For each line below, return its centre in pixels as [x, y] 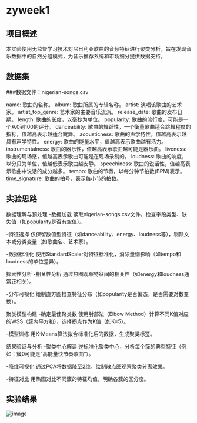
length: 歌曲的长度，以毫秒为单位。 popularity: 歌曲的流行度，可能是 [100, 119]
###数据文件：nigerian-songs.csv [47, 92]
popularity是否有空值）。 [56, 222]
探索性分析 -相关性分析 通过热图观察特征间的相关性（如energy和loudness [95, 274]
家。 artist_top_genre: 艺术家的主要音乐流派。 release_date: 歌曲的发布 [92, 112]
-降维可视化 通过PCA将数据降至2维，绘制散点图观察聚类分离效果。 [87, 366]
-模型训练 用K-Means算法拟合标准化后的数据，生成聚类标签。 [81, 334]
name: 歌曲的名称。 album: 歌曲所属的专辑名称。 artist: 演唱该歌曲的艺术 [94, 105]
